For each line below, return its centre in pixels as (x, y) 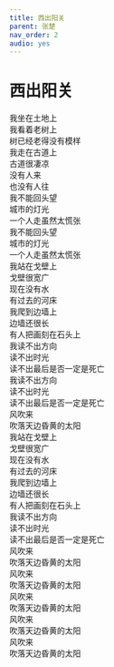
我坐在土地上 (33, 118)
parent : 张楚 (33, 26)
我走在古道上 (33, 152)
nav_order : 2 (34, 35)
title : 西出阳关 (37, 18)
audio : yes (30, 43)
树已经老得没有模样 (45, 141)
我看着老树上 (33, 129)
